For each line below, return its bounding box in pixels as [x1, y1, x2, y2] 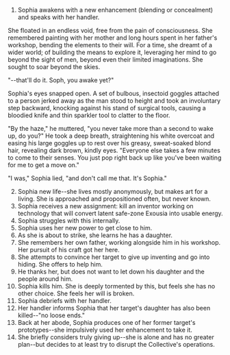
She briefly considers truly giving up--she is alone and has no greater [17, 333, 214, 341]
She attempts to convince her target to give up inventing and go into [17, 253, 210, 261]
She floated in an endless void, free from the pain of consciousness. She [8, 27, 213, 34]
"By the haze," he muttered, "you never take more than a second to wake [8, 125, 214, 132]
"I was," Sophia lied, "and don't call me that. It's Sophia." [8, 174, 167, 182]
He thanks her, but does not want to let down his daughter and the [17, 267, 205, 276]
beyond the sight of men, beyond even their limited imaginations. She [8, 56, 203, 64]
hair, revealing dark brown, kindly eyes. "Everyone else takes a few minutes [8, 147, 221, 154]
